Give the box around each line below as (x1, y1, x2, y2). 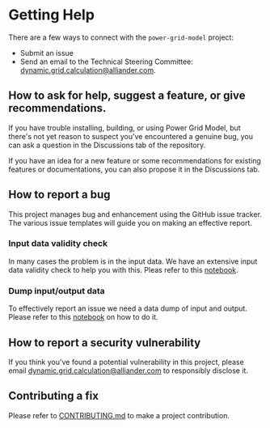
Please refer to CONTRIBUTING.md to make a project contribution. (8, 410, 230, 420)
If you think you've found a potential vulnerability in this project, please (8, 357, 244, 367)
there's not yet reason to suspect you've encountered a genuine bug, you (8, 131, 253, 141)
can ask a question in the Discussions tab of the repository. (8, 140, 206, 150)
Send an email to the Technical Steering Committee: (19, 57, 194, 66)
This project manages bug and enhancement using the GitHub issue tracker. (8, 209, 263, 219)
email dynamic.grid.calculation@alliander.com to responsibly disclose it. (8, 366, 249, 375)
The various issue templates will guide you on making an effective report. (8, 218, 253, 227)
